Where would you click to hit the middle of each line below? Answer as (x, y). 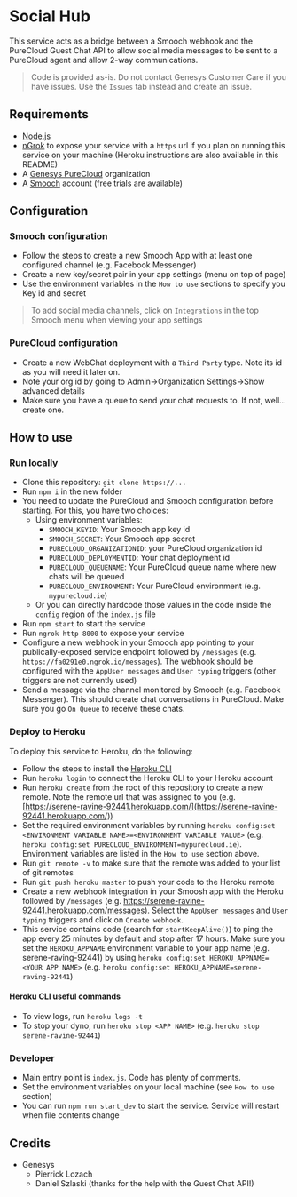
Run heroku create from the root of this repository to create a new (143, 787)
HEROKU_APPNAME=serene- (218, 967)
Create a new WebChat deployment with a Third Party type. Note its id (152, 363)
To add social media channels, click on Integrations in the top (145, 311)
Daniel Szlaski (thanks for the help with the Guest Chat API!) (145, 1184)
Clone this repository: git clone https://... (104, 483)
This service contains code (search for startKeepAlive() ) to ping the (147, 929)
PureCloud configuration (63, 343)
